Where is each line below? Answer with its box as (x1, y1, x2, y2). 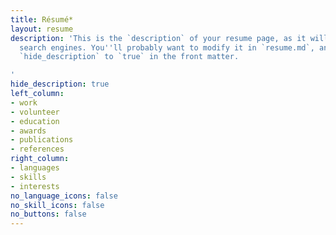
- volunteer (10, 107, 60, 117)
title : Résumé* (10, 14, 74, 25)
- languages (10, 163, 60, 173)
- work (10, 97, 38, 108)
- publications (10, 135, 74, 145)
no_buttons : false (10, 209, 87, 220)
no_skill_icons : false (10, 200, 105, 210)
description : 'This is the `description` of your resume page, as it (10, 33, 307, 43)
